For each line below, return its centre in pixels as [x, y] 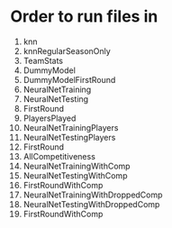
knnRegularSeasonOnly [67, 50]
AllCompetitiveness [59, 156]
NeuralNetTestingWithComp [75, 175]
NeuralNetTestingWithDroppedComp [91, 204]
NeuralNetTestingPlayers [69, 137]
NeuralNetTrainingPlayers [71, 127]
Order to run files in [84, 17]
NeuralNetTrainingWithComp [77, 166]
